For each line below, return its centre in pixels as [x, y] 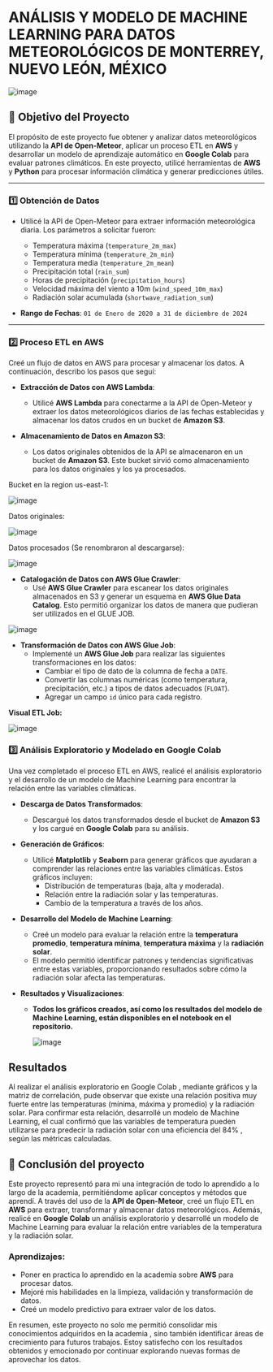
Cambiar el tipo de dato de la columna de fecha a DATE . [136, 671]
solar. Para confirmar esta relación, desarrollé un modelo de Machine [124, 1113]
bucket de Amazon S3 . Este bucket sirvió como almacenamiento [141, 461]
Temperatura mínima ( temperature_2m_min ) [103, 254]
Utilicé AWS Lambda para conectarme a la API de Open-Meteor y [142, 403]
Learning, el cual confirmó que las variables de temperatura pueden [122, 1122]
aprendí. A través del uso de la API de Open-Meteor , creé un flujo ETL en [131, 1201]
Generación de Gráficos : [62, 844]
